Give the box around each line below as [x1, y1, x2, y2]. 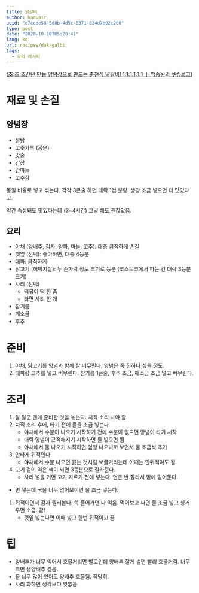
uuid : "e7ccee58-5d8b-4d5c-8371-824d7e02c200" [6, 20, 124, 26]
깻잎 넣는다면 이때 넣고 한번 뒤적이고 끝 [23, 514, 115, 521]
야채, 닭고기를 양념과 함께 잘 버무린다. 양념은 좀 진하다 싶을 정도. [14, 362, 165, 369]
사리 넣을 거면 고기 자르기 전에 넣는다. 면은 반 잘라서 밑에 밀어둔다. [23, 474, 178, 481]
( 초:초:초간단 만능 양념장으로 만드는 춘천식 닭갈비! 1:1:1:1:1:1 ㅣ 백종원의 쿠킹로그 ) [6, 70, 193, 78]
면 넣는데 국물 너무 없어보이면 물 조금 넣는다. [14, 486, 119, 494]
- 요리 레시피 [11, 53, 41, 59]
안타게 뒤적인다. [14, 451, 52, 458]
